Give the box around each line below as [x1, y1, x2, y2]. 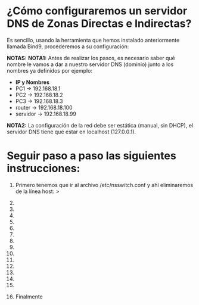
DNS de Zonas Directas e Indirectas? [7, 17, 192, 30]
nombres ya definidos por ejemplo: [7, 67, 93, 74]
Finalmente [15, 293, 43, 300]
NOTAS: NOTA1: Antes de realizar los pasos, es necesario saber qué [7, 54, 175, 61]
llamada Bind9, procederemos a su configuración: [7, 43, 129, 50]
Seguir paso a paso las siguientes [7, 149, 176, 163]
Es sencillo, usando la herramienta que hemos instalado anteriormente [7, 36, 180, 43]
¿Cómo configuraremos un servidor [7, 4, 188, 18]
